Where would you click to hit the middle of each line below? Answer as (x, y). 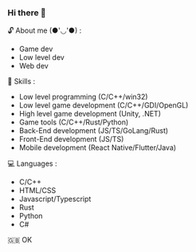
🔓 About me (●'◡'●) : (45, 30)
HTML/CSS (37, 191)
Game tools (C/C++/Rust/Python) (74, 122)
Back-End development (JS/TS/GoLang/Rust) (94, 131)
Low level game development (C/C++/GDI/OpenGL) (104, 105)
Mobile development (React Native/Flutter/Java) (98, 148)
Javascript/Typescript (55, 199)
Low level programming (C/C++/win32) (83, 97)
